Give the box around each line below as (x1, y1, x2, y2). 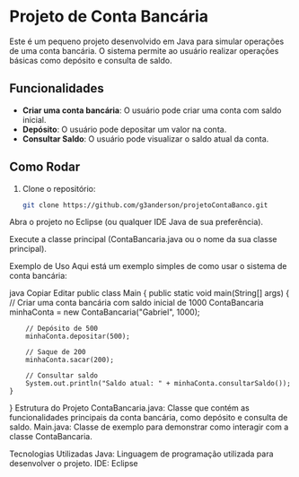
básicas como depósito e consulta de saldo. (9, 55, 172, 65)
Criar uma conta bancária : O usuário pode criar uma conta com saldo (22, 105, 282, 116)
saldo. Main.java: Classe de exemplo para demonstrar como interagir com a (9, 421, 289, 432)
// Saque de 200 (25, 348, 87, 357)
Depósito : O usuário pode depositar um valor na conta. (22, 124, 227, 134)
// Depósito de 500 (25, 325, 99, 334)
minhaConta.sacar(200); (25, 356, 115, 365)
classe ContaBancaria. (9, 431, 92, 442)
